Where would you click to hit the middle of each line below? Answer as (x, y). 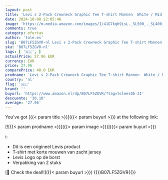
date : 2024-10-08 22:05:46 (33, 19)
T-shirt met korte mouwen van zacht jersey (57, 152)
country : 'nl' (20, 79)
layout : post (19, 10)
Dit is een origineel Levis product (46, 147)
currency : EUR (20, 61)
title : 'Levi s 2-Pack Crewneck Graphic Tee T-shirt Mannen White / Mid (84, 14)
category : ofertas (24, 33)
